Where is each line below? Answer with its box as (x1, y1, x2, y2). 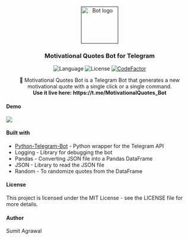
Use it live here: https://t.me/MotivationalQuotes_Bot (32, 89, 167, 97)
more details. (6, 200, 39, 207)
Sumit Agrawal (6, 228, 42, 235)
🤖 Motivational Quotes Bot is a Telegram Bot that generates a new (19, 76, 180, 84)
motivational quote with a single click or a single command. (27, 83, 172, 90)
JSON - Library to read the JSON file (14, 161, 105, 168)
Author (6, 214, 24, 221)
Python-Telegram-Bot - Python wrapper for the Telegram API (14, 142, 164, 149)
